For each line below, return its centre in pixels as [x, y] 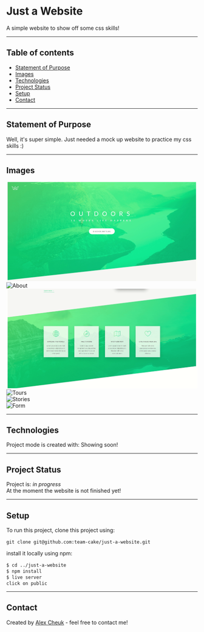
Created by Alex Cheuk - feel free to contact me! [67, 622]
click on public [27, 583]
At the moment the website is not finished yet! [64, 491]
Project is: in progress [34, 484]
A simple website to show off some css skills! [63, 28]
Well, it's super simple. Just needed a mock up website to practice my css [99, 139]
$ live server [24, 577]
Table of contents [40, 53]
